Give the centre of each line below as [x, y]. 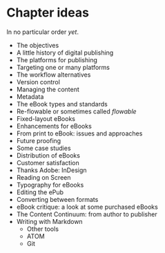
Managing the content [48, 89]
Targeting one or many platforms [63, 67]
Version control [38, 82]
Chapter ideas [48, 13]
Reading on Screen [43, 177]
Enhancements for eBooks [54, 126]
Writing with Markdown [50, 221]
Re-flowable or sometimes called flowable [76, 111]
